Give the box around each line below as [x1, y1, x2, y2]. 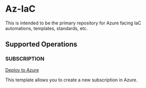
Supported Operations [5, 40, 78, 49]
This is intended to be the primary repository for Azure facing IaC [5, 20, 141, 26]
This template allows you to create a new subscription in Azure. [5, 77, 138, 83]
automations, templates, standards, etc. [5, 25, 88, 31]
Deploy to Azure [5, 67, 39, 73]
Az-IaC [5, 3, 35, 15]
